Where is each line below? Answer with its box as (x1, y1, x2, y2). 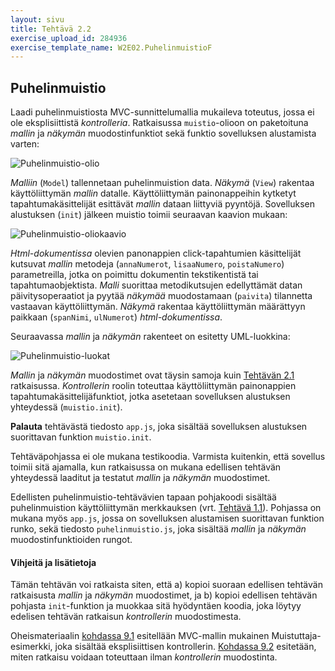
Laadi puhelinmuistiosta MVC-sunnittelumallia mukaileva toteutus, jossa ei (10, 106, 315, 118)
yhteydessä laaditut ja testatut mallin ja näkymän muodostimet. (10, 472, 271, 484)
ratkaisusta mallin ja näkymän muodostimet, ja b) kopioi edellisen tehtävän (10, 589, 318, 601)
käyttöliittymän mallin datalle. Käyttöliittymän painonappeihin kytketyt (10, 187, 297, 200)
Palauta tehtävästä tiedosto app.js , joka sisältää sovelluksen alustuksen (10, 421, 308, 433)
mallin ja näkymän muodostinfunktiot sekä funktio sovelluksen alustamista (10, 127, 317, 140)
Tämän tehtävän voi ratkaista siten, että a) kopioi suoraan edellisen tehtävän (10, 579, 323, 591)
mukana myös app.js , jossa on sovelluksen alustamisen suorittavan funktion (10, 512, 325, 525)
